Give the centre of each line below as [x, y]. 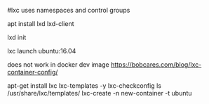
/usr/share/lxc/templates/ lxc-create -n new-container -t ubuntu [100, 93]
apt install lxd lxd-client [41, 24]
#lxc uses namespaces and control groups [69, 10]
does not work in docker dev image [59, 65]
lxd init [17, 37]
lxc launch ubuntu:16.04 [42, 51]
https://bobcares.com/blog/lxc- [156, 65]
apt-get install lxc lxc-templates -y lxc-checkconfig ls [84, 86]
